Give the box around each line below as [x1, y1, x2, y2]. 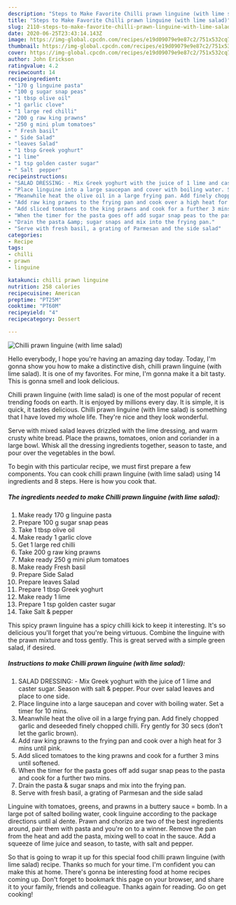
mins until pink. [18, 743, 62, 752]
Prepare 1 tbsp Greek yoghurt [18, 585, 104, 594]
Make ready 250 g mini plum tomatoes [18, 555, 130, 563]
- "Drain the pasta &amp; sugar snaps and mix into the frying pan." [8, 218, 216, 225]
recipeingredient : [8, 75, 62, 83]
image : [8, 36, 27, 43]
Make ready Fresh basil [18, 563, 86, 571]
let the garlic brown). [18, 729, 79, 737]
